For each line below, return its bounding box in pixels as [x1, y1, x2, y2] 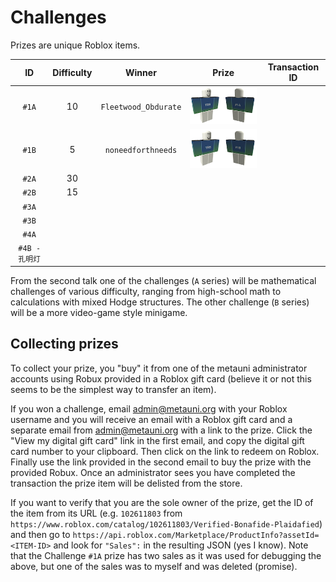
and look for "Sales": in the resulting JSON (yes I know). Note [53, 539, 309, 551]
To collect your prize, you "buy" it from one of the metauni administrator [10, 362, 308, 374]
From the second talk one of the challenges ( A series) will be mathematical [10, 274, 317, 286]
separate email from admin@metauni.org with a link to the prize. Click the [10, 424, 313, 436]
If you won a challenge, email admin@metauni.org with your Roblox [10, 402, 288, 415]
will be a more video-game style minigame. [10, 306, 188, 318]
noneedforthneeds [104, 145, 178, 155]
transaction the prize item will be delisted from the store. [10, 477, 243, 489]
